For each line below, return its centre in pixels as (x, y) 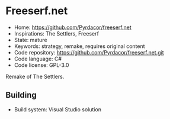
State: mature (31, 40)
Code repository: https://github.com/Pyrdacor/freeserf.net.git (89, 52)
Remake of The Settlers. (35, 76)
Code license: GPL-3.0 (41, 65)
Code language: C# (38, 59)
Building (21, 95)
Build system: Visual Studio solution (58, 109)
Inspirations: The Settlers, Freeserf (56, 33)
